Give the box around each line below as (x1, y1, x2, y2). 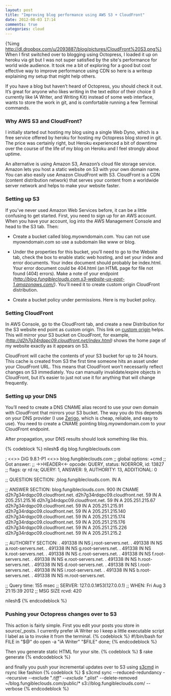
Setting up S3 (5, 195, 40, 203)
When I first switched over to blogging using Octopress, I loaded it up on (5, 52, 158, 58)
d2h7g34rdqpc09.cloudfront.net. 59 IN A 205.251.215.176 (5, 519, 126, 525)
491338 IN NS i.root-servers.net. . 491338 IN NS (34, 567, 136, 573)
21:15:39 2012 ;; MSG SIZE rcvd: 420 (5, 588, 82, 594)
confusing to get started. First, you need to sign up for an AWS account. (5, 212, 157, 219)
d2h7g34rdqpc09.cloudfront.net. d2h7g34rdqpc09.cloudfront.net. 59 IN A (5, 492, 162, 498)
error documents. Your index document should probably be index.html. (12, 259, 162, 266)
